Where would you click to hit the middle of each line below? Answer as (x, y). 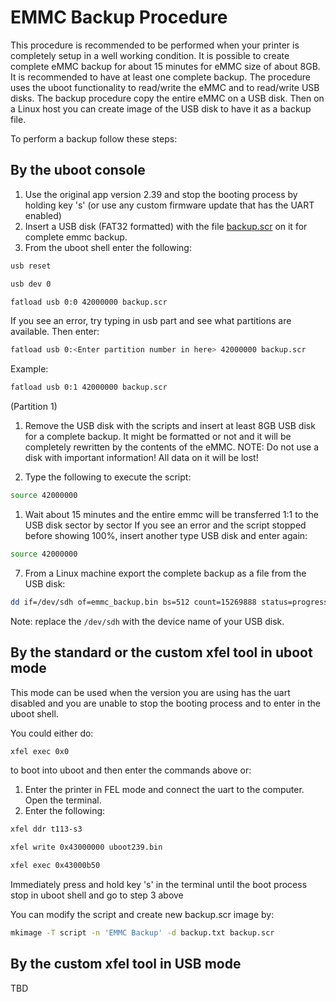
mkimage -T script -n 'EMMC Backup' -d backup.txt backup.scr (142, 933)
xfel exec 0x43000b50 (55, 866)
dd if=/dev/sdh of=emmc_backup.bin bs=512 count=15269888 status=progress (169, 602)
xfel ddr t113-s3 (46, 829)
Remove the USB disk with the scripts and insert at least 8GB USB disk (170, 426)
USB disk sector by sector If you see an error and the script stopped (165, 525)
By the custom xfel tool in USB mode (126, 964)
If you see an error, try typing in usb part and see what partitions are (151, 321)
